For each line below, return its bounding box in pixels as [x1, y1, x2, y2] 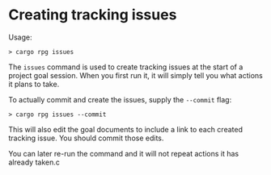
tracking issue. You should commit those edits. [8, 133, 164, 143]
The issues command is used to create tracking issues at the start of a [8, 62, 243, 72]
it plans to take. [8, 79, 60, 89]
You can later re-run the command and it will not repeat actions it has [8, 148, 239, 158]
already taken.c [8, 157, 61, 167]
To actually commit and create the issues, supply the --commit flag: [8, 94, 232, 104]
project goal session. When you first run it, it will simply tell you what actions [8, 70, 263, 80]
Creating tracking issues [8, 6, 177, 24]
